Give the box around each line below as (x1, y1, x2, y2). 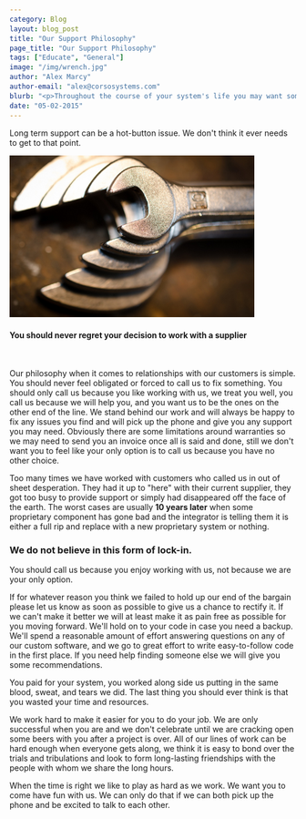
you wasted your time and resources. (9, 696, 149, 707)
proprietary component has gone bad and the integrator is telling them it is (9, 511, 289, 522)
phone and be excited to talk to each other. (9, 799, 170, 810)
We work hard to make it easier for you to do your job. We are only (9, 713, 259, 724)
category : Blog (9, 15, 67, 24)
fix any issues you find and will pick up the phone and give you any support (9, 415, 293, 427)
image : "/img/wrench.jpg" (9, 63, 107, 72)
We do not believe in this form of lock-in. (9, 543, 193, 556)
